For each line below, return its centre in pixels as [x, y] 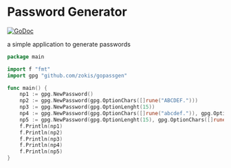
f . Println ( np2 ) [41, 132]
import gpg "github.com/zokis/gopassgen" [67, 75]
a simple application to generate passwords [69, 44]
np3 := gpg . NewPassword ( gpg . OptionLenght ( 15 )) [87, 107]
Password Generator [67, 12]
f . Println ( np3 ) [41, 139]
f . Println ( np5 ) [41, 152]
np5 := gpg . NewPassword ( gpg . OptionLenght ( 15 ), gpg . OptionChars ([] [117, 120]
